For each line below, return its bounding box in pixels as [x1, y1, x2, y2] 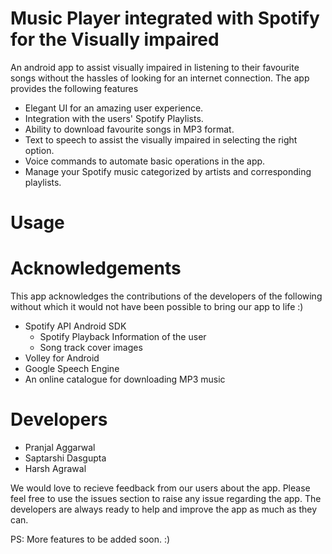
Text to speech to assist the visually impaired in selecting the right [24, 133, 298, 146]
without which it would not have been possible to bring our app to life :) [10, 301, 304, 313]
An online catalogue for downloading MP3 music [24, 373, 226, 386]
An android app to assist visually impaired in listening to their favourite [10, 61, 300, 73]
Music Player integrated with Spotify [10, 7, 320, 30]
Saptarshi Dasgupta [24, 452, 107, 464]
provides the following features [10, 82, 139, 94]
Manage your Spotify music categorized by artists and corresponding [24, 165, 312, 177]
